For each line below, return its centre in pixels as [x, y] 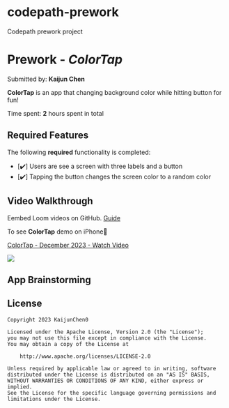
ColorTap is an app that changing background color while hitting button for [114, 92]
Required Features [48, 136]
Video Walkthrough [50, 201]
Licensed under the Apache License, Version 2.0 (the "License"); [105, 332]
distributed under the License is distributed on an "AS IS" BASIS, [109, 375]
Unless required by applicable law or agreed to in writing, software [112, 368]
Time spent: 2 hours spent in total [56, 113]
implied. [20, 387]
